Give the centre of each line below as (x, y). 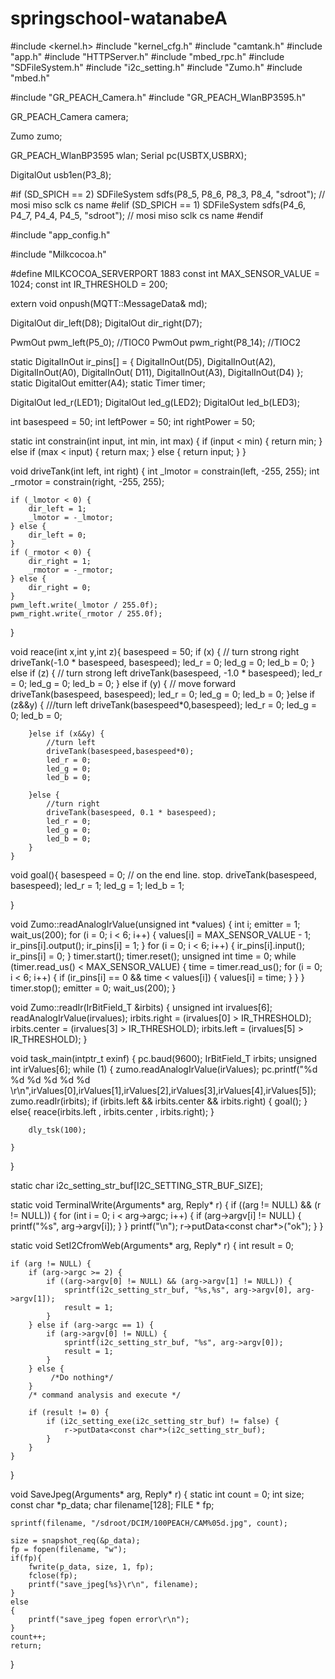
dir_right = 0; (60, 587)
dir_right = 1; (60, 561)
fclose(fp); (53, 1575)
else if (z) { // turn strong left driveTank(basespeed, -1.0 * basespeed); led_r (166, 673)
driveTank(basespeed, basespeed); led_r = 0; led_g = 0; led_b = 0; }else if (163, 694)
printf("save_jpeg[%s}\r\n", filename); (113, 1584)
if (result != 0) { (69, 1412)
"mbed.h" (30, 78)
